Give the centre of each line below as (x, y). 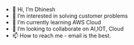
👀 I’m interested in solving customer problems (70, 16)
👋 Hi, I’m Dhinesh (34, 9)
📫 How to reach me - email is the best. (61, 36)
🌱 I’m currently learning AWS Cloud (57, 22)
